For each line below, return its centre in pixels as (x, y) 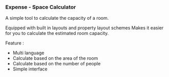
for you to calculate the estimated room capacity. (57, 33)
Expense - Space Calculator (41, 7)
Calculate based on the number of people (57, 64)
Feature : (15, 43)
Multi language (28, 53)
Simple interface (30, 69)
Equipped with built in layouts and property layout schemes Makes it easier (84, 28)
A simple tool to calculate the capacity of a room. (57, 18)
